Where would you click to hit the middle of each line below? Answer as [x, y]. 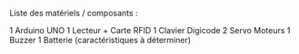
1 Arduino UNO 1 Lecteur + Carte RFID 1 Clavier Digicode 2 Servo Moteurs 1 [150, 30]
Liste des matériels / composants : [74, 13]
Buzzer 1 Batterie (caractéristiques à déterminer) [100, 40]
